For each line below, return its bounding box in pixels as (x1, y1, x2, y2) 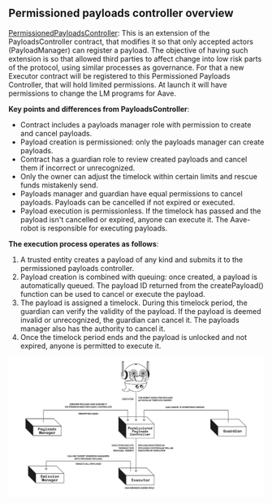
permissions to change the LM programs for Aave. (8, 88, 177, 98)
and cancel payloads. (19, 128, 93, 138)
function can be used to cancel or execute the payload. (19, 289, 205, 299)
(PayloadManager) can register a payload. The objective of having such (8, 45, 248, 55)
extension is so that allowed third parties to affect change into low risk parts (8, 54, 262, 63)
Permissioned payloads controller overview (8, 6, 234, 20)
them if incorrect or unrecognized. (19, 162, 136, 173)
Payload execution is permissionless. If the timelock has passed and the (19, 206, 261, 216)
